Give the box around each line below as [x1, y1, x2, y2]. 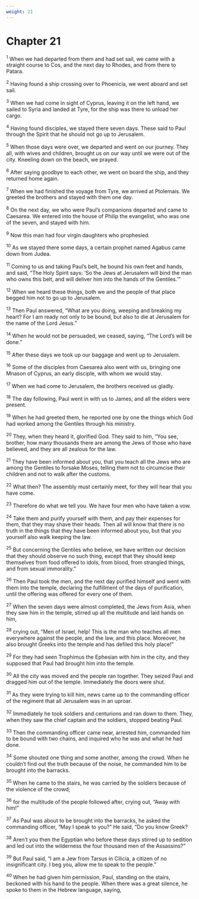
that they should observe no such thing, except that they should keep [6, 552, 176, 559]
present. [6, 401, 27, 408]
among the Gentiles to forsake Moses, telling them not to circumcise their [6, 464, 186, 472]
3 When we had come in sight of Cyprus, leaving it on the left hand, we [6, 98, 179, 106]
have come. [6, 489, 35, 497]
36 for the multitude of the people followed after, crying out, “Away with [6, 797, 180, 805]
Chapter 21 [6, 34, 61, 48]
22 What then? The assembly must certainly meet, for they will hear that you [6, 482, 192, 490]
